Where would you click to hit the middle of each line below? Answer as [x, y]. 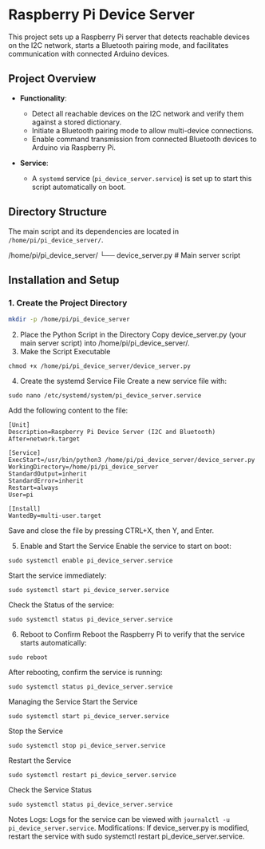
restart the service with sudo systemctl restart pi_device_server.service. [127, 836]
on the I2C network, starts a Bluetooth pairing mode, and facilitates [119, 45]
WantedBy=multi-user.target [55, 516]
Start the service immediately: [57, 575]
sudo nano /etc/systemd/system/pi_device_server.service [105, 396]
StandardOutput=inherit [48, 474]
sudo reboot [28, 657]
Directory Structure [58, 212]
